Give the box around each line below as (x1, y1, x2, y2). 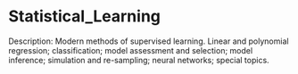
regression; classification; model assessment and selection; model (8, 45, 253, 55)
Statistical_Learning (8, 6, 161, 27)
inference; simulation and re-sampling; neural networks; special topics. (8, 54, 269, 65)
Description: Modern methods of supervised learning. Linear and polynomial (8, 36, 289, 46)
